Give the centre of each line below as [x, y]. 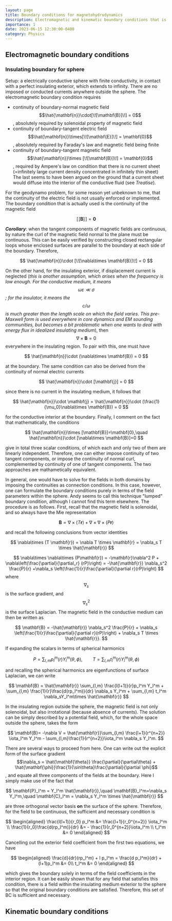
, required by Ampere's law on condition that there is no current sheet [86, 166]
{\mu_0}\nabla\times [65, 407]
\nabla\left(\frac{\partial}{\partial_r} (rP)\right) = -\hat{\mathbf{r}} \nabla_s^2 [86, 563]
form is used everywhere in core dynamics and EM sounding [88, 319]
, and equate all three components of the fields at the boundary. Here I [80, 775]
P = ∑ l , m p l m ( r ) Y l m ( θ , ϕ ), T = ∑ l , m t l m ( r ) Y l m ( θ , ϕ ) [86, 659]
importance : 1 [21, 24]
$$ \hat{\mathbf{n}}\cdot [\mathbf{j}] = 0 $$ [86, 382]
